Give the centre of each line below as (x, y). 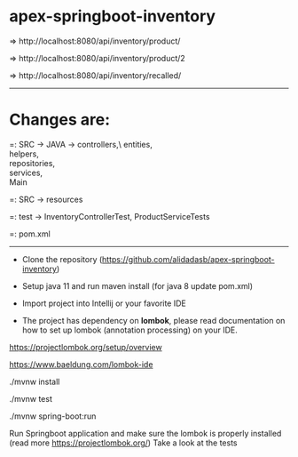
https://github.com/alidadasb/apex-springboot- (188, 259)
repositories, (32, 163)
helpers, (24, 154)
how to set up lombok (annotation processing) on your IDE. (129, 330)
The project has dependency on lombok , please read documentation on (153, 320)
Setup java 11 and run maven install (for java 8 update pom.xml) (137, 285)
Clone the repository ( (62, 259)
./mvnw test (31, 398)
